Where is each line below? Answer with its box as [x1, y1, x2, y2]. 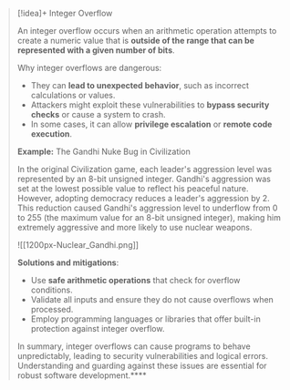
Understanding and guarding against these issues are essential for [16, 360, 267, 371]
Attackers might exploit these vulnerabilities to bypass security [30, 99, 270, 110]
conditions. [30, 284, 74, 295]
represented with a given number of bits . [16, 45, 175, 56]
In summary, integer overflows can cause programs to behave [16, 341, 252, 352]
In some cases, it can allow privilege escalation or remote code [30, 118, 273, 129]
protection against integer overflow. [30, 323, 165, 334]
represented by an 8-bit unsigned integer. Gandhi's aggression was [16, 173, 271, 184]
